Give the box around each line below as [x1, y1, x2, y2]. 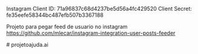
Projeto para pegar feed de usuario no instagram [6, 23, 128, 30]
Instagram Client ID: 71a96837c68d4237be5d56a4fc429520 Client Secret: [6, 5, 193, 12]
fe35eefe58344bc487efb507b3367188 [6, 11, 104, 19]
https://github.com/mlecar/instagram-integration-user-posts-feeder [6, 29, 176, 37]
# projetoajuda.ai [6, 41, 48, 48]
